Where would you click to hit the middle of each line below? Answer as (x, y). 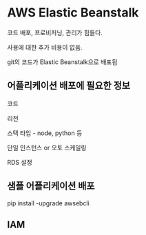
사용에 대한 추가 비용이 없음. (45, 47)
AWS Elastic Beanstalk (73, 13)
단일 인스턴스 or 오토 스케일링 (47, 147)
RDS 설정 (20, 162)
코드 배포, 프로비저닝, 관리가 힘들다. (55, 32)
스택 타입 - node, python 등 (45, 133)
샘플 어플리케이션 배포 (51, 186)
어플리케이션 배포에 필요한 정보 (69, 86)
